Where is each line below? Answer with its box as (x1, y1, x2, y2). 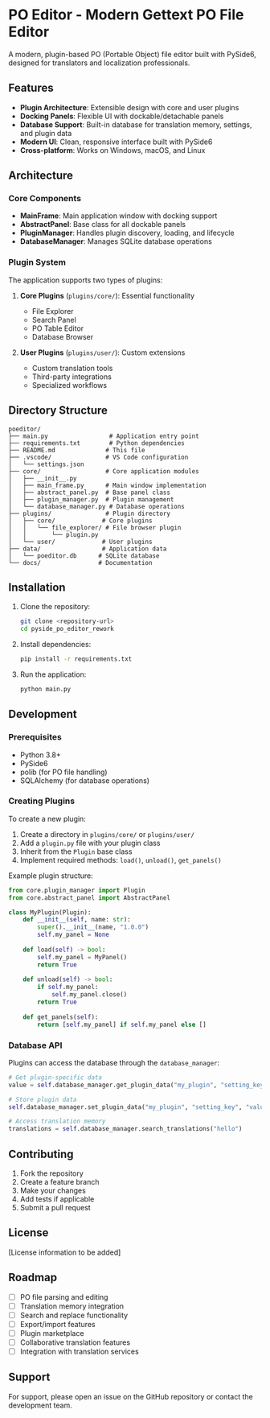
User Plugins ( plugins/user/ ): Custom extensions (19, 348, 186, 357)
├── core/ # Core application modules (8, 467, 199, 476)
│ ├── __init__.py (8, 474, 78, 482)
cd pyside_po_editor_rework (19, 625, 114, 633)
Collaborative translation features (19, 1338, 131, 1347)
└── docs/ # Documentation (8, 559, 153, 567)
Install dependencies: (19, 640, 92, 649)
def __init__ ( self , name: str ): (22, 916, 131, 924)
